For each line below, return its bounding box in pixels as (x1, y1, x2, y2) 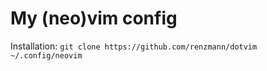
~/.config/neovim (10, 50, 83, 61)
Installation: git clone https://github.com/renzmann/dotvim (10, 40, 258, 52)
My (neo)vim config (10, 7, 178, 30)
